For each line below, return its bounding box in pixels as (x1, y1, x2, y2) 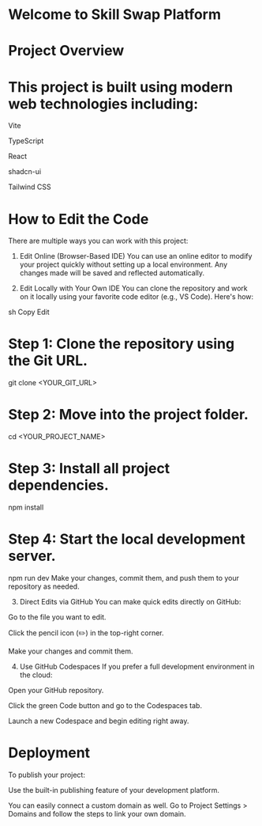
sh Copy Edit (8, 307, 50, 317)
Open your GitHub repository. (8, 686, 104, 695)
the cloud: (19, 670, 53, 680)
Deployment (8, 744, 91, 762)
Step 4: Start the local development (8, 530, 246, 548)
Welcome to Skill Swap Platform (8, 6, 222, 24)
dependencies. (8, 476, 109, 494)
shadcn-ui (8, 167, 42, 176)
